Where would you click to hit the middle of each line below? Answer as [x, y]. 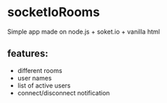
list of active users [44, 85]
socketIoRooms [54, 12]
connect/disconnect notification [64, 92]
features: [28, 54]
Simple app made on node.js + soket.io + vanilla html [83, 32]
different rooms [40, 70]
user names [34, 78]
